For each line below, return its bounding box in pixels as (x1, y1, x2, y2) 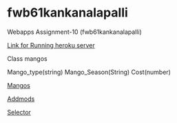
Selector (7, 108, 31, 116)
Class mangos (7, 54, 48, 63)
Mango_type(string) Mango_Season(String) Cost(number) (7, 68, 171, 76)
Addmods (7, 95, 35, 103)
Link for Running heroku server (7, 41, 95, 49)
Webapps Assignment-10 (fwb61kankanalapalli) (7, 28, 143, 36)
